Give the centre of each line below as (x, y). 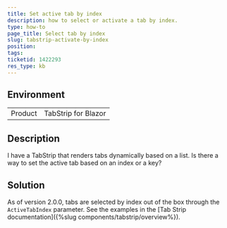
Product (24, 113)
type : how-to (26, 27)
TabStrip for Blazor (75, 113)
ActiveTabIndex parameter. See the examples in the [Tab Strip (97, 210)
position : (22, 46)
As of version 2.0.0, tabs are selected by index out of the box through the (114, 202)
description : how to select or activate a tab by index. (93, 20)
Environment (36, 95)
